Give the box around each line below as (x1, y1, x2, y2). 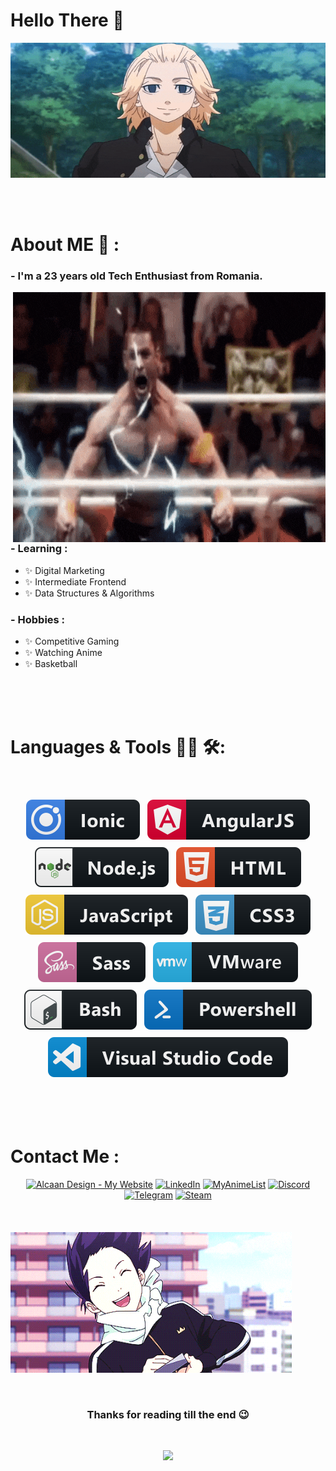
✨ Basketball (24, 657, 78, 669)
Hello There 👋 (10, 9, 125, 32)
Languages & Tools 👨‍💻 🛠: (10, 736, 226, 759)
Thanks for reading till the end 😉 (86, 1407, 250, 1421)
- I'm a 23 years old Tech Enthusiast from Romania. (10, 269, 263, 283)
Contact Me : (10, 1145, 120, 1168)
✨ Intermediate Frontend (24, 575, 127, 588)
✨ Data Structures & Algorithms (24, 587, 155, 599)
